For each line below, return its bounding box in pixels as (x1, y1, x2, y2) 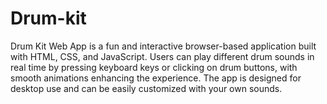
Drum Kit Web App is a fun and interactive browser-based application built (10, 40, 317, 52)
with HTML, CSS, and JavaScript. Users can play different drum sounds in (10, 50, 315, 62)
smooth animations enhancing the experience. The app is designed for (10, 72, 302, 84)
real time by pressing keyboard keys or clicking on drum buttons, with (10, 61, 298, 73)
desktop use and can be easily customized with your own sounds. (10, 82, 283, 94)
